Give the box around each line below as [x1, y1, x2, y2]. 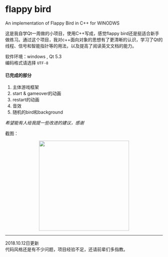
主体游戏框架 [12, 84, 39, 90]
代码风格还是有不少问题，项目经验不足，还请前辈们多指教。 [5, 246, 128, 252]
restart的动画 [12, 96, 39, 103]
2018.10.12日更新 [5, 240, 39, 246]
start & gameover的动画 [12, 90, 61, 96]
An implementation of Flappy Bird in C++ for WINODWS [5, 20, 120, 26]
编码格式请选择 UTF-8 [5, 59, 48, 65]
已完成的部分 [5, 72, 31, 78]
